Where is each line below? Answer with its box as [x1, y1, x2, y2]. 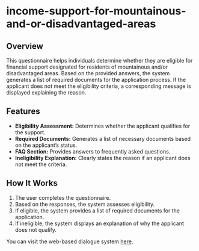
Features [6, 107, 40, 117]
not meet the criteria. [14, 161, 67, 168]
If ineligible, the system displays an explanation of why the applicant [14, 220, 185, 227]
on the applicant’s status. [14, 141, 78, 149]
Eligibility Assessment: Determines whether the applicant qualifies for [14, 122, 191, 129]
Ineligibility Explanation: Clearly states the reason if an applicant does [14, 154, 191, 161]
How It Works [6, 178, 58, 188]
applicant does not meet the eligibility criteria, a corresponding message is [6, 82, 191, 90]
